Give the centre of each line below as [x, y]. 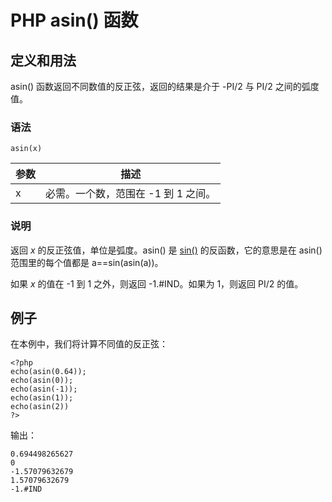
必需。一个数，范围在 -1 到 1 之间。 [131, 194]
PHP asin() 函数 [74, 20]
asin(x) [26, 149]
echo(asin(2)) [40, 407]
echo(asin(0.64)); [48, 372]
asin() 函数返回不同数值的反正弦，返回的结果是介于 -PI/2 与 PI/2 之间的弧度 [165, 86]
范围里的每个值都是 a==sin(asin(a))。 [87, 262]
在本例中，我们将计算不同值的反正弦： [89, 344]
